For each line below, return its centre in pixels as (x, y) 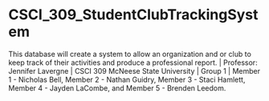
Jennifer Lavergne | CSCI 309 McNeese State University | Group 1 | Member (134, 71)
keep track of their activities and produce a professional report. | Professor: (133, 63)
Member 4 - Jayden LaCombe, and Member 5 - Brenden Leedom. (117, 88)
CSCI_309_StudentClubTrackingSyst (133, 15)
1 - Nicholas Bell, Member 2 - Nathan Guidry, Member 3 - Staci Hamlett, (127, 79)
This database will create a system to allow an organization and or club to (130, 54)
